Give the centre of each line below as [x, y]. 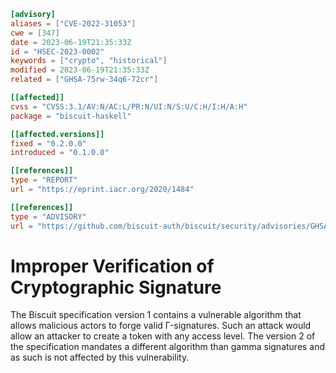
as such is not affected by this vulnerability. [100, 357]
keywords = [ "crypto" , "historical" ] [89, 61]
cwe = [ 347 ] [35, 33]
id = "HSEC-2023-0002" [57, 51]
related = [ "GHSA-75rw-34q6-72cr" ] [84, 80]
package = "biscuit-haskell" [71, 116]
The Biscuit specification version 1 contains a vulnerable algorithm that [156, 315]
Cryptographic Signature [116, 287]
